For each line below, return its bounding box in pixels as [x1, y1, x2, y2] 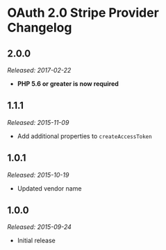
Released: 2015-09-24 [7, 223, 72, 231]
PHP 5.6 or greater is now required [17, 80, 119, 88]
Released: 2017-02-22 [7, 66, 72, 74]
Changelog [7, 20, 72, 36]
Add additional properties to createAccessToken [17, 131, 152, 140]
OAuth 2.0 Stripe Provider [7, 5, 160, 21]
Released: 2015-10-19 [7, 170, 69, 179]
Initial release [17, 236, 56, 245]
